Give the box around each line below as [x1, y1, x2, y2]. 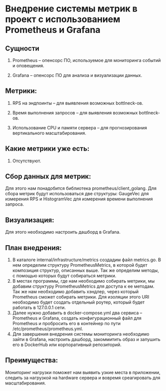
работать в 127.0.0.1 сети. [12, 305, 66, 311]
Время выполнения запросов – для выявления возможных [12, 109, 138, 115]
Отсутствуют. [12, 158, 41, 164]
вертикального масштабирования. [12, 130, 86, 136]
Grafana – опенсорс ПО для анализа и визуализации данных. [12, 72, 143, 78]
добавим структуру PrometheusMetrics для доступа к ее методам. [12, 283, 155, 290]
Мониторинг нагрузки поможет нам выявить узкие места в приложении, [5, 369, 161, 375]
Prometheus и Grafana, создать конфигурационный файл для [12, 315, 142, 321]
